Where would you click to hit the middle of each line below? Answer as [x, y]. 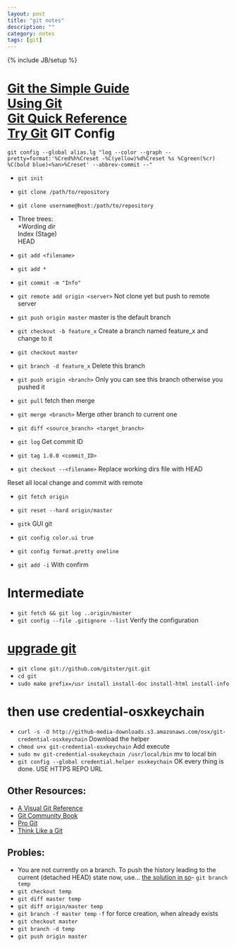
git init [30, 179]
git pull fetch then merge [56, 401]
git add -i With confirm [53, 565]
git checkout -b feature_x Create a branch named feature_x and [113, 331]
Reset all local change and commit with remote [75, 483]
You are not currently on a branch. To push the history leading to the [117, 869]
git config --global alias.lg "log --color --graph [85, 152]
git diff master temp [49, 899]
